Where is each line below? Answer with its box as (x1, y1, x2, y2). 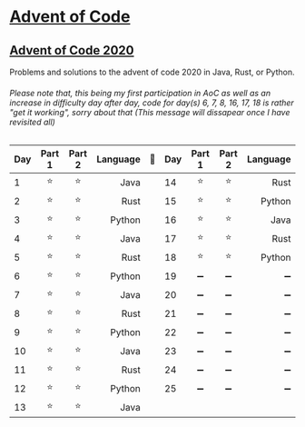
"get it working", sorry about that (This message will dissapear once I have (9, 106, 290, 117)
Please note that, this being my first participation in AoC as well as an (9, 87, 271, 98)
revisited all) (9, 116, 56, 127)
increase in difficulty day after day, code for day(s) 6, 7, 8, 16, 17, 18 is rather (9, 97, 295, 108)
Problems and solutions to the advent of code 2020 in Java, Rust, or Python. (9, 66, 295, 77)
